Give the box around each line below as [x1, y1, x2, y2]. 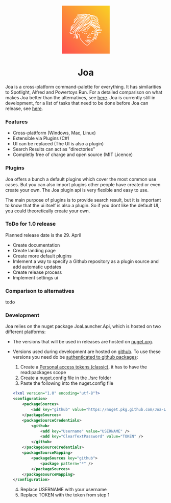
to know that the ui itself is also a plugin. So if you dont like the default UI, [5, 202, 160, 208]
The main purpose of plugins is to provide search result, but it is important [5, 196, 161, 203]
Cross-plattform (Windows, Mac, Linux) [12, 130, 96, 136]
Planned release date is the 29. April [5, 232, 82, 238]
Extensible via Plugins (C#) [12, 135, 70, 141]
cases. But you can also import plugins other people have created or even [5, 181, 161, 187]
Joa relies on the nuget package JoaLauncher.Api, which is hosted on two [5, 323, 161, 330]
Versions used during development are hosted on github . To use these [12, 348, 161, 355]
